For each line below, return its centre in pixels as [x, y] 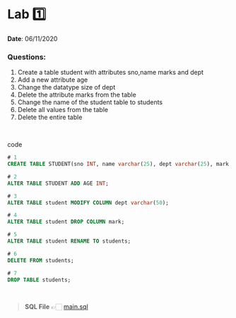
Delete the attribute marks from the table [77, 95]
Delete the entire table [50, 117]
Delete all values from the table [63, 110]
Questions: [27, 56]
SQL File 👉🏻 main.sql [56, 307]
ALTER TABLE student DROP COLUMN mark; [66, 222]
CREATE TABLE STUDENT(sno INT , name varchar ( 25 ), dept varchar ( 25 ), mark [118, 164]
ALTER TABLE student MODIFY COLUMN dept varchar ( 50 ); [88, 202]
